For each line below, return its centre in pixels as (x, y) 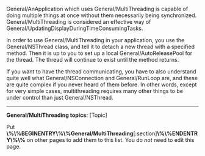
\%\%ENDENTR (178, 133)
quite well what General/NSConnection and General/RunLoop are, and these (102, 78)
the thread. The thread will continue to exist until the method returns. (93, 60)
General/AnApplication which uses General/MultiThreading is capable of (97, 9)
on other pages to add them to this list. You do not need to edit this (110, 140)
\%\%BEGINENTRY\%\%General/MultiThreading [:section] (82, 133)
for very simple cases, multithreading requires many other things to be (95, 91)
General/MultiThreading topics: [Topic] (57, 115)
